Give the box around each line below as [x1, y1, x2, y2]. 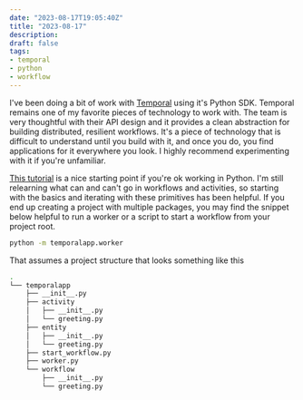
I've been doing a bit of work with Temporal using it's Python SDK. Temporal [9, 97, 295, 108]
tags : [9, 47, 30, 56]
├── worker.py [25, 356, 79, 366]
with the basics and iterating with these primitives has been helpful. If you [9, 191, 285, 202]
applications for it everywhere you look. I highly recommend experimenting [9, 145, 290, 156]
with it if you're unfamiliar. [9, 155, 106, 166]
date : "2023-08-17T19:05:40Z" [9, 13, 124, 23]
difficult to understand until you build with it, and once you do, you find [9, 135, 274, 146]
